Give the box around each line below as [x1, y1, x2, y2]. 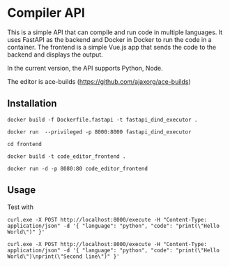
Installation [7, 98, 57, 110]
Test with [7, 203, 33, 211]
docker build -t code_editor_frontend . [7, 152, 127, 160]
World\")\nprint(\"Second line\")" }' [7, 253, 120, 260]
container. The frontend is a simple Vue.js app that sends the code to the [7, 43, 217, 51]
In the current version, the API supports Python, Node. [7, 64, 164, 72]
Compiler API [7, 5, 85, 21]
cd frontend [7, 140, 42, 147]
